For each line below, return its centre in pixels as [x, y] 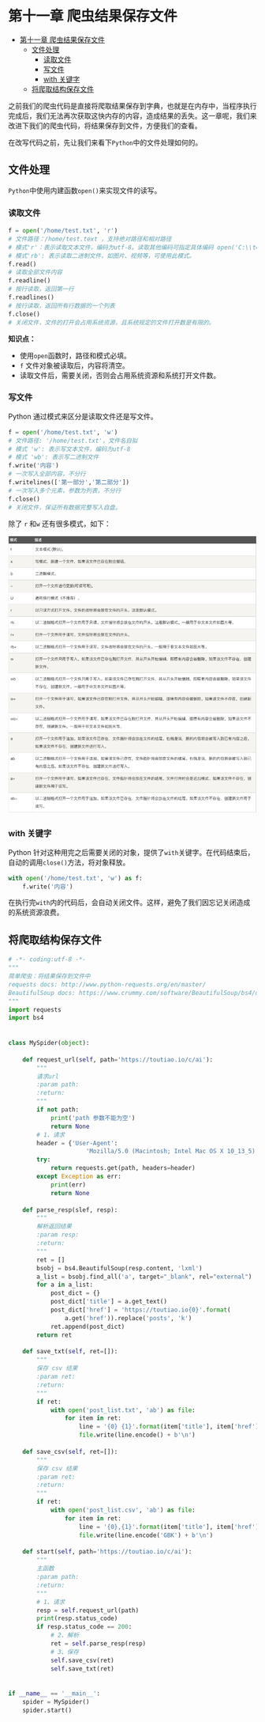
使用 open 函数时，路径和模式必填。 [75, 355]
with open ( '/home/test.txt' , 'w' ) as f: [76, 878]
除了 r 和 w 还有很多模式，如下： [60, 524]
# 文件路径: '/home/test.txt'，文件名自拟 [73, 441]
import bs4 [26, 1018]
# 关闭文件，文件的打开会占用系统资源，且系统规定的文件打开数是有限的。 [112, 322]
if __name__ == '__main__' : [54, 1694]
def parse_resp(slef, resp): [70, 1210]
